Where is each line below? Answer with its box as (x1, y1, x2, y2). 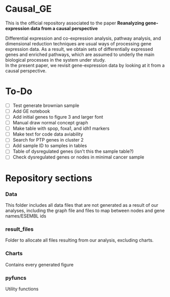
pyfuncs (5, 274, 27, 281)
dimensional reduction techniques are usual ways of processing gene (5, 40, 152, 46)
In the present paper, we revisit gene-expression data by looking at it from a (5, 62, 165, 68)
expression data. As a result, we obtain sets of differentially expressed (5, 46, 153, 52)
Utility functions (5, 286, 39, 292)
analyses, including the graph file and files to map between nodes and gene (5, 207, 165, 213)
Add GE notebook (12, 108, 50, 114)
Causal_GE (5, 3, 52, 15)
